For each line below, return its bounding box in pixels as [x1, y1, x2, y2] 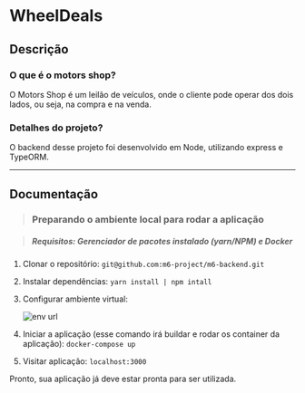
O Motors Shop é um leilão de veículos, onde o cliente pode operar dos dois [9, 89, 294, 100]
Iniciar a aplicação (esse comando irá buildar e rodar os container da [22, 329, 280, 340]
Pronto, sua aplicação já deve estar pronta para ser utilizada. [9, 373, 237, 385]
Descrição [9, 42, 69, 57]
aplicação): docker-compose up [22, 339, 136, 350]
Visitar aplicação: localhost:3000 [22, 356, 147, 367]
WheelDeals [9, 5, 103, 26]
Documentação [9, 187, 98, 202]
